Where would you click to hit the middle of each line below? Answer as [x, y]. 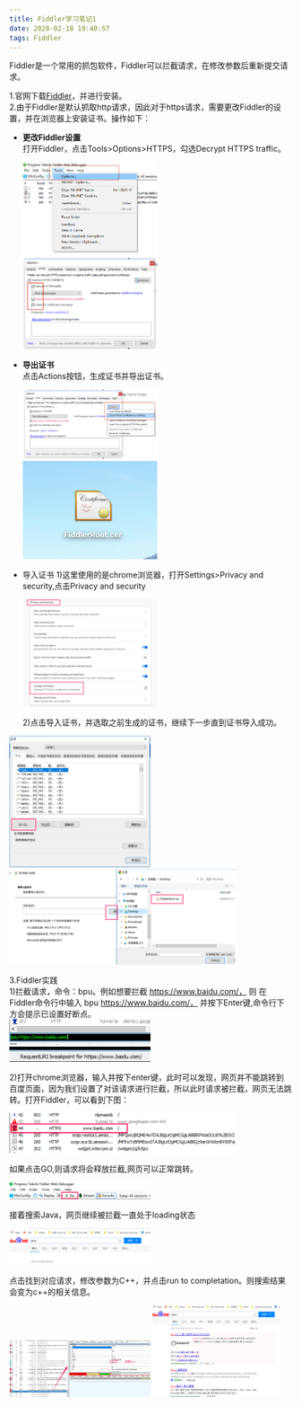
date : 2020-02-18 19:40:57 [60, 28]
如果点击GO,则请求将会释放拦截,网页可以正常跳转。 [104, 1169]
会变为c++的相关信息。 [52, 1291]
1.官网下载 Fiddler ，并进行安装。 [68, 96]
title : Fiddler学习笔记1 [53, 19]
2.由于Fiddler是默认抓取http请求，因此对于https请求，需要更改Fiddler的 [142, 107]
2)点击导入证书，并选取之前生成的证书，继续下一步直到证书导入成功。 [152, 722]
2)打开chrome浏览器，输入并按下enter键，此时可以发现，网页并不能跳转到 [147, 1077]
